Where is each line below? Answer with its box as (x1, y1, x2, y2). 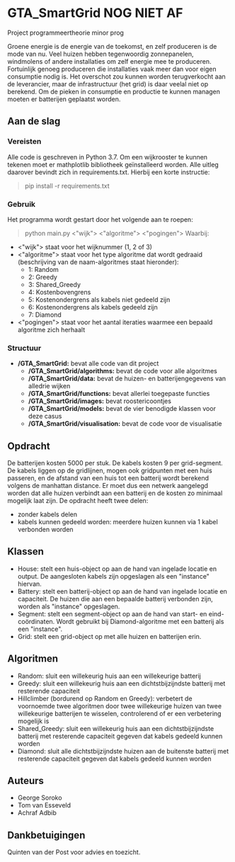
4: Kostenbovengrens (28, 288, 91, 296)
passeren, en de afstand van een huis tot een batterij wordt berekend (7, 474, 210, 482)
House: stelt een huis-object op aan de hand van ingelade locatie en (17, 565, 217, 573)
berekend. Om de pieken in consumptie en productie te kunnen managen (7, 87, 221, 96)
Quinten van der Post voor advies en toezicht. (7, 848, 141, 856)
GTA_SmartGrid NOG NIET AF (7, 5, 183, 21)
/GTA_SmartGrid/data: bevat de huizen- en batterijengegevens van (28, 374, 227, 383)
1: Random (28, 265, 59, 273)
